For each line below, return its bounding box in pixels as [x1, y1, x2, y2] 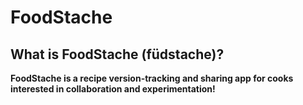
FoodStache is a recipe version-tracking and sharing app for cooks [10, 72, 294, 84]
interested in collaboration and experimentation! [10, 83, 216, 95]
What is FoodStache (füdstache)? [10, 46, 225, 63]
